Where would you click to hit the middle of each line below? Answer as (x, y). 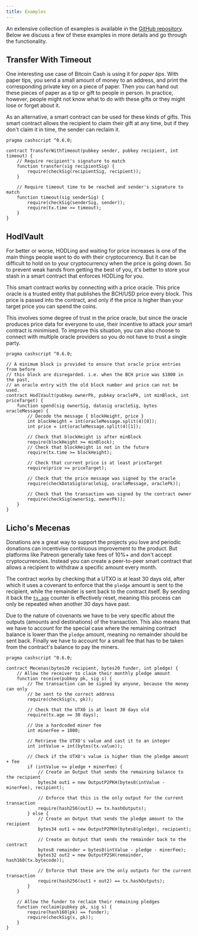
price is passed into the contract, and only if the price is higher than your (95, 300)
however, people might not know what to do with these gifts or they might (96, 99)
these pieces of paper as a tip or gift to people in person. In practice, (90, 93)
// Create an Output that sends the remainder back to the (112, 840)
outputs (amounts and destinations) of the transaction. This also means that (98, 622)
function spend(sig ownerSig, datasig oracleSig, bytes (87, 406)
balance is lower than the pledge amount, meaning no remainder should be (97, 635)
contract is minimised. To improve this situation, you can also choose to (93, 330)
